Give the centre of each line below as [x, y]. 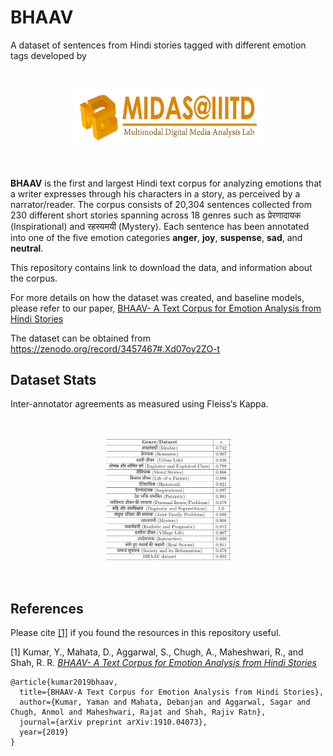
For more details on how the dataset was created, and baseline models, [157, 297]
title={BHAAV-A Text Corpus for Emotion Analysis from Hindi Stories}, [172, 692]
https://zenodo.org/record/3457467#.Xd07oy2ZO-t [115, 348]
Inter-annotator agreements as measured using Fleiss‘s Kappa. [139, 404]
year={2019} [44, 732]
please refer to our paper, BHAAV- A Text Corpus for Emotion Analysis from [166, 308]
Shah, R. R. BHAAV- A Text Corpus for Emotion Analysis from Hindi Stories [163, 663]
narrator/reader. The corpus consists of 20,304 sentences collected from [161, 204]
